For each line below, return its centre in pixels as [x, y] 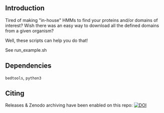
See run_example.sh [26, 50]
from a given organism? [29, 31]
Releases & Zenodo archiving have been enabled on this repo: [69, 105]
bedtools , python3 [23, 78]
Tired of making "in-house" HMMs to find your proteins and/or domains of [82, 20]
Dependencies [28, 66]
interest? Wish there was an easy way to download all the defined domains [82, 25]
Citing [15, 93]
